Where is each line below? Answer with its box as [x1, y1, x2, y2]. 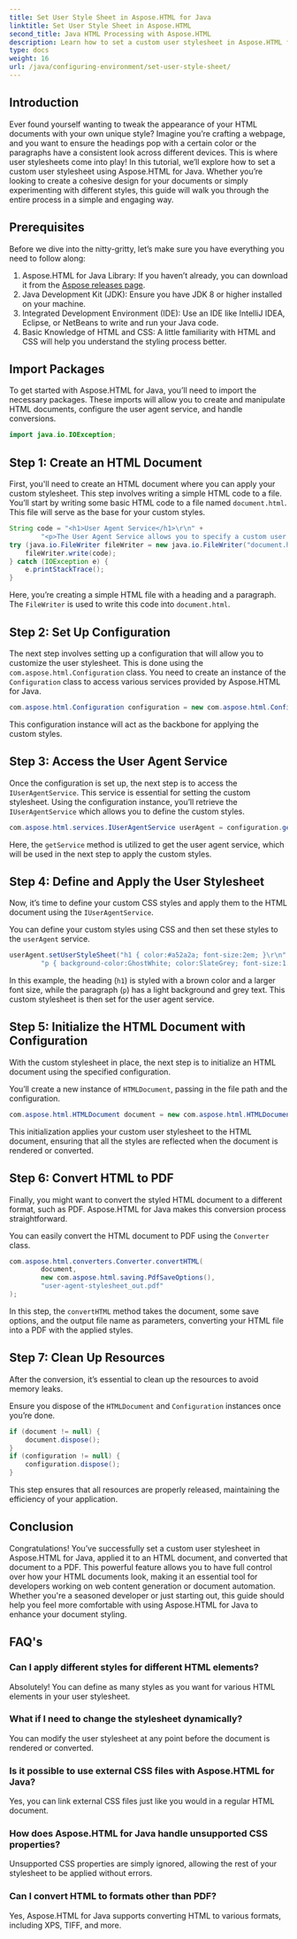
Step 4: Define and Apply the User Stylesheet [9, 874, 265, 889]
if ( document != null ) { [9, 1427, 101, 1436]
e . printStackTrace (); [25, 565, 104, 575]
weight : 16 [9, 54, 49, 63]
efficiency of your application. [9, 1494, 118, 1504]
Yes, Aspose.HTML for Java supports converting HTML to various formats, [9, 1910, 281, 1920]
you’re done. [9, 1410, 56, 1420]
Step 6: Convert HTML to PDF [9, 1171, 174, 1186]
